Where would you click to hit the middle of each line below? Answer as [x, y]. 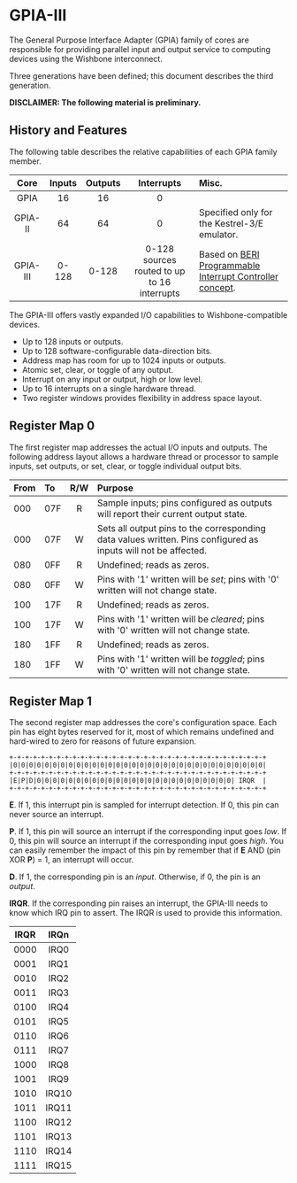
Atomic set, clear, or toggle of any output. [98, 369]
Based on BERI [229, 254]
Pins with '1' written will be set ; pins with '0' [188, 579]
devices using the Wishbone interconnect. [86, 58]
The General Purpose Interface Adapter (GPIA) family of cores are [129, 40]
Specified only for [236, 212]
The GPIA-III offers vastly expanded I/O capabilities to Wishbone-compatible [148, 314]
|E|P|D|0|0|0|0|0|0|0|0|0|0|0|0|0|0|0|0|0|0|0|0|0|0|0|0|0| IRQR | [138, 781]
